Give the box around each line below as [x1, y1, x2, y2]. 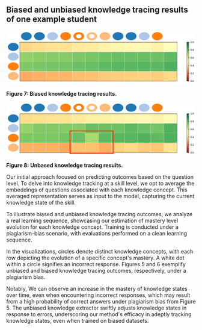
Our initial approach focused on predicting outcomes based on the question [6, 173, 194, 181]
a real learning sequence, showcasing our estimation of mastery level [6, 217, 179, 225]
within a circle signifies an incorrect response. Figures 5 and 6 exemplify [6, 261, 186, 268]
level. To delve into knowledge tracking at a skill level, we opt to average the [6, 180, 195, 187]
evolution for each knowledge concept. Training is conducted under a [6, 223, 179, 231]
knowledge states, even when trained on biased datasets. [6, 317, 149, 325]
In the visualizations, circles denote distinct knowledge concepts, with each [6, 248, 194, 255]
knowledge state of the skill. [6, 199, 76, 207]
